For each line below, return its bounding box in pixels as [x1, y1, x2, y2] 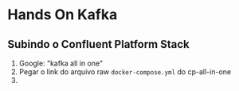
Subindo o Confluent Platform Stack [7, 38, 190, 51]
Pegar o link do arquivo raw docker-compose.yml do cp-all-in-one [18, 67, 232, 77]
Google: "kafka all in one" [18, 58, 104, 68]
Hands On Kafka [7, 6, 118, 24]
